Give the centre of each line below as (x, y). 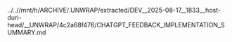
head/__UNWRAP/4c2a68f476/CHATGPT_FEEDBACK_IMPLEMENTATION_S (116, 25)
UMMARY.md (27, 32)
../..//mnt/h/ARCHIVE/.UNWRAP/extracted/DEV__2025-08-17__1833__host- (114, 10)
